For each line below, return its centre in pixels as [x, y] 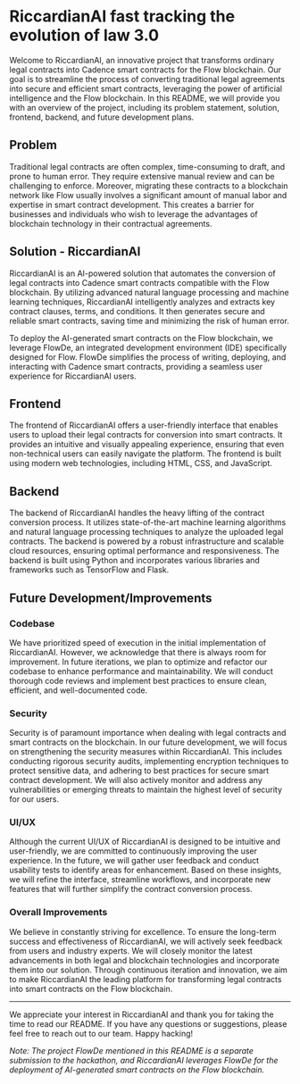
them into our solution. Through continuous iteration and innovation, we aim [149, 970]
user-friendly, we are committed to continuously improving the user [133, 851]
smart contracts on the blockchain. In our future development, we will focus [148, 742]
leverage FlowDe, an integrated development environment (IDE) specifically [148, 347]
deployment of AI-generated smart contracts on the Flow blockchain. [137, 1070]
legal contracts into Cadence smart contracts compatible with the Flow [139, 282]
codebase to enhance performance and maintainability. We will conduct [142, 671]
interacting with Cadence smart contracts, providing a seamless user [136, 366]
